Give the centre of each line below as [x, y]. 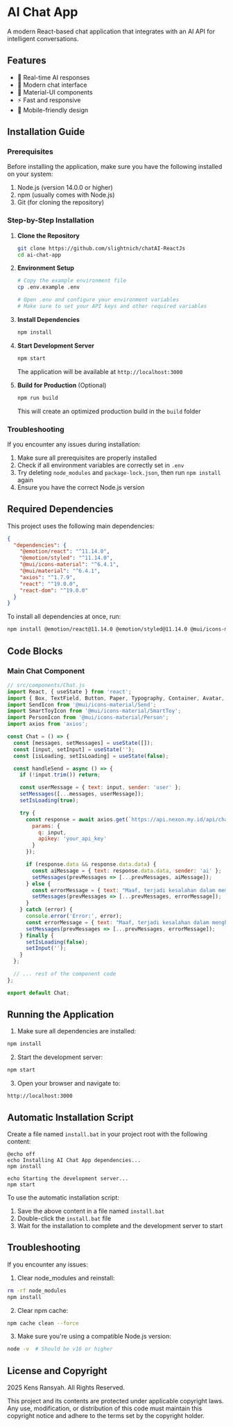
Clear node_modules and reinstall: [66, 1277]
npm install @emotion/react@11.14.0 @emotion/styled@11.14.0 [97, 629]
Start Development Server [56, 346]
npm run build [37, 398]
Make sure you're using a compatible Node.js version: [94, 1337]
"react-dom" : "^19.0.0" [54, 590]
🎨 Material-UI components [55, 92]
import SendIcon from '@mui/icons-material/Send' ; [82, 704]
